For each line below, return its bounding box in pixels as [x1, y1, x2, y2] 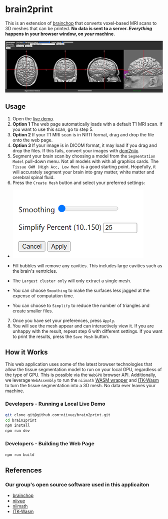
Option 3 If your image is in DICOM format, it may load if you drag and [12, 142, 157, 148]
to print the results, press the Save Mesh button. [12, 333, 109, 339]
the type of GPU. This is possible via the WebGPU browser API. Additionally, [5, 372, 156, 378]
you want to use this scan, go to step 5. [12, 126, 94, 132]
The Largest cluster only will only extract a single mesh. [12, 277, 131, 284]
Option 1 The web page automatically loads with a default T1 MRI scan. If [12, 121, 162, 127]
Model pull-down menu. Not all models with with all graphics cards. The [12, 158, 159, 164]
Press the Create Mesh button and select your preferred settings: [12, 180, 145, 186]
